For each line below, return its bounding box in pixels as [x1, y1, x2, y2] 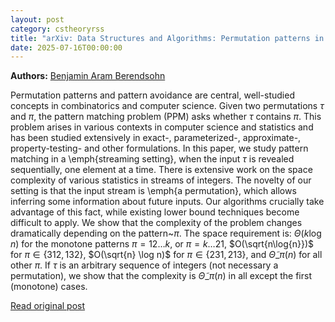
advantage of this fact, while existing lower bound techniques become [10, 206, 300, 218]
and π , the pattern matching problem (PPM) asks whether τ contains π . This [10, 111, 322, 123]
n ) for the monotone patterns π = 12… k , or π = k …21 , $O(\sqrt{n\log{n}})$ [10, 238, 314, 250]
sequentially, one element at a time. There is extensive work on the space [10, 164, 313, 176]
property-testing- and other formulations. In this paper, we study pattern [10, 142, 309, 155]
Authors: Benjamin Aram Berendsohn [10, 70, 166, 82]
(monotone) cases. [10, 281, 88, 293]
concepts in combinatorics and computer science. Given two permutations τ [10, 100, 325, 112]
